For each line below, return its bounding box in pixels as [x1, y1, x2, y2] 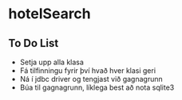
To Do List [8, 37, 59, 50]
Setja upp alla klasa [19, 57, 84, 67]
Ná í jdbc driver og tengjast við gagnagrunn [19, 75, 164, 83]
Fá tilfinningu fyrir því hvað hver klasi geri [19, 66, 156, 75]
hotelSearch [8, 5, 92, 23]
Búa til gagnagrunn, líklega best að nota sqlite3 [19, 83, 175, 92]
